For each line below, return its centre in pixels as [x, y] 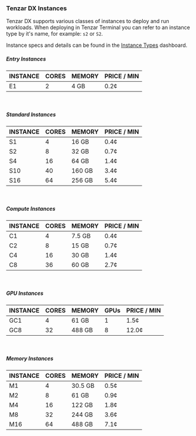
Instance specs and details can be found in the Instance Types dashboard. [97, 45]
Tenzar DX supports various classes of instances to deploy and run [88, 21]
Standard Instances [31, 114]
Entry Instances [26, 59]
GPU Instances [25, 293]
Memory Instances [30, 358]
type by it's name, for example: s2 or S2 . [55, 34]
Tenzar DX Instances [37, 8]
